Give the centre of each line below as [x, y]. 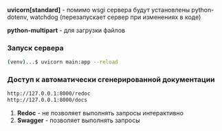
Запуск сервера [35, 48]
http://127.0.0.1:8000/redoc [49, 94]
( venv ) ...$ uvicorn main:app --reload [63, 62]
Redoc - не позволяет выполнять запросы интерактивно [100, 113]
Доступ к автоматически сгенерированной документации [111, 80]
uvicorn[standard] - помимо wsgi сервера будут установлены [99, 10]
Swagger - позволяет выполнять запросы [78, 120]
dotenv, [18, 17]
